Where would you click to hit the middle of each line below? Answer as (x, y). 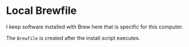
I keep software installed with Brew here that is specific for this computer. (94, 27)
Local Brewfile (42, 11)
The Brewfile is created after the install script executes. (73, 38)
